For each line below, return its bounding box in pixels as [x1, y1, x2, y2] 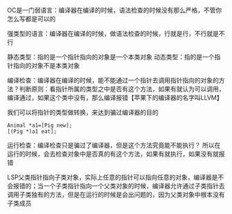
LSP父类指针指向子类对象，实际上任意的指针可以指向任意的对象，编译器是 [7, 173, 218, 181]
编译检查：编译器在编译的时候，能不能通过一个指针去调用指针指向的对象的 [7, 76, 219, 84]
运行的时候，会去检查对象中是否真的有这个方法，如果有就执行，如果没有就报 [7, 150, 225, 158]
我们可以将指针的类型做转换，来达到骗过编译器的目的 [7, 108, 159, 116]
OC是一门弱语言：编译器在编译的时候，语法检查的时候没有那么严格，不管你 [7, 6, 222, 14]
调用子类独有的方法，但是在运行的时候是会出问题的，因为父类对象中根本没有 [7, 190, 225, 199]
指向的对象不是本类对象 [12, 62, 80, 69]
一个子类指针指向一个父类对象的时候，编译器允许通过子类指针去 [43, 182, 225, 190]
